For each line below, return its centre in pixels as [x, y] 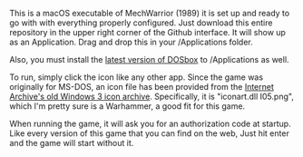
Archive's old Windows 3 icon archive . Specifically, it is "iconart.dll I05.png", [152, 96]
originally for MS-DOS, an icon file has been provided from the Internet [142, 87]
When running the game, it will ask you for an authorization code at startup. [151, 123]
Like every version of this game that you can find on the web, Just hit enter [150, 133]
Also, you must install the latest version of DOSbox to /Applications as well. [149, 59]
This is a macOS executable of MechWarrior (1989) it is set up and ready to [150, 13]
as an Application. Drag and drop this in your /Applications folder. [131, 42]
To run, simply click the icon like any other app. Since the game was [137, 77]
